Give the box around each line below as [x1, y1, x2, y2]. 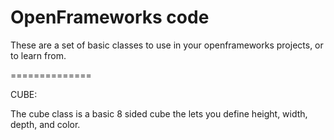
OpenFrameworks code [10, 6, 210, 29]
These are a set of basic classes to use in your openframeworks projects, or [10, 39, 324, 51]
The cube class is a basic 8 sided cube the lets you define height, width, [10, 107, 308, 120]
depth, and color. [10, 118, 81, 130]
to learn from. [10, 49, 67, 61]
